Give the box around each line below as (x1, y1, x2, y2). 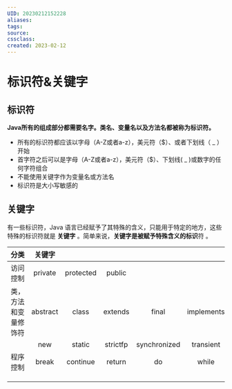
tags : (7, 23, 23, 30)
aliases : (7, 17, 32, 23)
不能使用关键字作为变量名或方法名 (17, 173, 115, 180)
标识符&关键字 (7, 74, 88, 90)
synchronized (135, 339, 181, 349)
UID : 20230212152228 (7, 10, 67, 17)
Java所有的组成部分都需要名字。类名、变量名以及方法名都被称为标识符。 (7, 124, 215, 131)
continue (66, 357, 95, 366)
